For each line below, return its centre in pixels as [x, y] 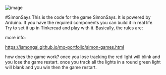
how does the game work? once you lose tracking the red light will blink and [83, 57]
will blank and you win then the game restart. [51, 67]
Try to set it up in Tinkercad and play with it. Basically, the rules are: [74, 28]
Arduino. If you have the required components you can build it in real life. [79, 23]
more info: [16, 37]
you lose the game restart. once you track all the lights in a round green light [83, 62]
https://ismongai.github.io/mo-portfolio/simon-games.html [65, 47]
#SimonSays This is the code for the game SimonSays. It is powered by [78, 17]
